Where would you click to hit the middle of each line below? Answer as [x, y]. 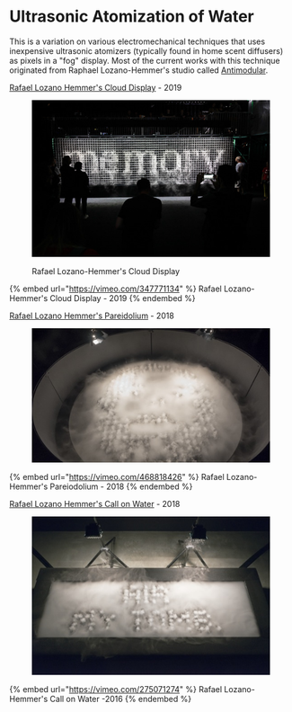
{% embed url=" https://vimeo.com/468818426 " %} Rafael [117, 476]
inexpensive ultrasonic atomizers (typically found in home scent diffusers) [146, 50]
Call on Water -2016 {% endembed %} [120, 699]
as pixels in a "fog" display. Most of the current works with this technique [145, 60]
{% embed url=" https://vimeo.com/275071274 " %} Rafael [116, 690]
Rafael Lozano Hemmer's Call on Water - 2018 [95, 503]
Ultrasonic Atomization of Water [132, 17]
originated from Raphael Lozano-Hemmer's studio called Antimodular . [139, 70]
